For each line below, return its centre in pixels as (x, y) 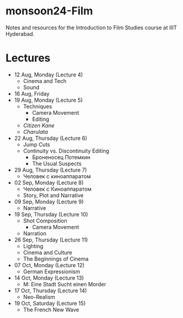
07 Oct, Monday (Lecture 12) (49, 265)
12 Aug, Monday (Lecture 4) (49, 74)
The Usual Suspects (57, 163)
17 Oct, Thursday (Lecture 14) (50, 291)
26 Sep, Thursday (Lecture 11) (51, 240)
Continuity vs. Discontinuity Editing (66, 151)
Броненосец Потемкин (61, 157)
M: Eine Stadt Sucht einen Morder (65, 284)
